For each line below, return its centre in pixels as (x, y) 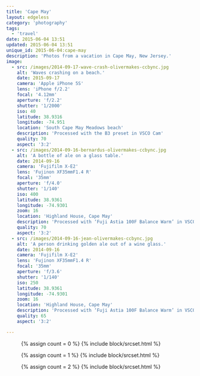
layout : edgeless (28, 17)
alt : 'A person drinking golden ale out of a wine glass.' (92, 244)
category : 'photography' (37, 23)
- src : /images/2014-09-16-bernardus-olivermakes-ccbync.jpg (89, 150)
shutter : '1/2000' (40, 106)
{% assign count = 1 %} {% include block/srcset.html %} (90, 355)
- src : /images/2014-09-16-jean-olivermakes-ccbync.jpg (82, 239)
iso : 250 (28, 283)
